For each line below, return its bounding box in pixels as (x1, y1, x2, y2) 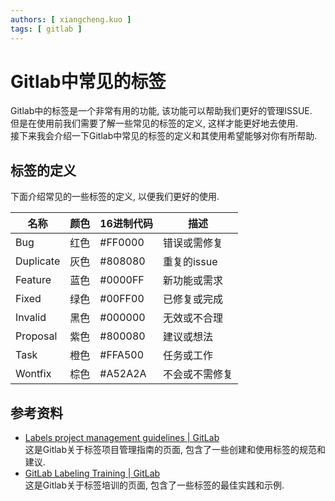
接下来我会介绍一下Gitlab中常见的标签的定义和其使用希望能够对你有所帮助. (10, 130, 318, 142)
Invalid (15, 311, 47, 325)
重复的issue (162, 255, 218, 269)
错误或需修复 (162, 236, 223, 250)
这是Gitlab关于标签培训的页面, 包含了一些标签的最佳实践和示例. (24, 479, 285, 491)
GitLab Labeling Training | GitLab (24, 467, 161, 480)
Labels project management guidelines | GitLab (24, 432, 220, 444)
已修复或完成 (162, 292, 223, 306)
